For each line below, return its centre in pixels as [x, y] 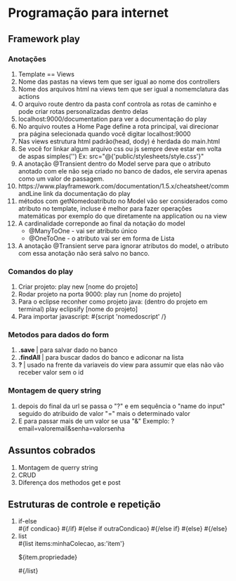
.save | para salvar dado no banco [68, 350]
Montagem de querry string [58, 467]
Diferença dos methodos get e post [70, 482]
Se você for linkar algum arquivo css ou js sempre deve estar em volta [120, 148]
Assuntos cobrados [52, 451]
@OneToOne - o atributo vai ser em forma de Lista [101, 238]
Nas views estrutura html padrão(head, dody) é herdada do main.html [119, 141]
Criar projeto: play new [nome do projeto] [78, 287]
